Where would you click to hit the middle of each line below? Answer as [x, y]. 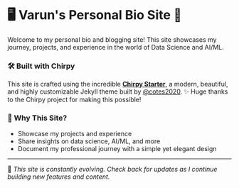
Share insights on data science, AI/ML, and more [89, 141]
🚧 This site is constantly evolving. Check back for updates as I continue [112, 169]
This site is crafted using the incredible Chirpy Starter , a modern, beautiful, [118, 84]
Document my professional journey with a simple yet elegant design [117, 148]
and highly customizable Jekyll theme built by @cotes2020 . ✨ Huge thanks [118, 92]
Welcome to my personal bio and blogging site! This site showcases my [112, 39]
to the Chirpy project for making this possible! [74, 100]
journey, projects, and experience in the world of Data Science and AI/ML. [116, 47]
